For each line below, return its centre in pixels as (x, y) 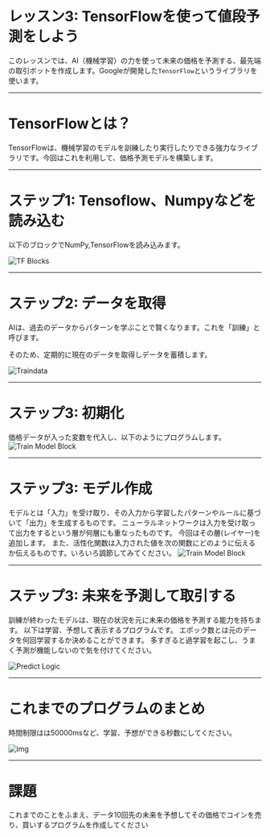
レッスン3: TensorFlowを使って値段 (127, 17)
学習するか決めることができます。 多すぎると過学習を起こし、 (139, 640)
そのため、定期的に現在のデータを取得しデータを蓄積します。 (110, 354)
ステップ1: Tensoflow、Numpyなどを (133, 201)
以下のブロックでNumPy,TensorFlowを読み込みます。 (96, 244)
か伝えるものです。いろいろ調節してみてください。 (92, 553)
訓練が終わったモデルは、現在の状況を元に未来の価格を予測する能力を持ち (131, 619)
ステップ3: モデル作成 (80, 489)
